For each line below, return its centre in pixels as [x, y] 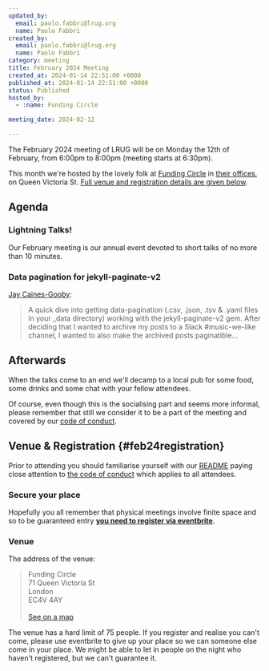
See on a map [51, 617]
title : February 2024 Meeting [59, 68]
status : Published [39, 90]
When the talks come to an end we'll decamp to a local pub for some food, [131, 380]
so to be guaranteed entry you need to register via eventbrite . [112, 520]
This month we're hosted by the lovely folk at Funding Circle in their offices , [133, 174]
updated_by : [28, 16]
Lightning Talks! [40, 230]
